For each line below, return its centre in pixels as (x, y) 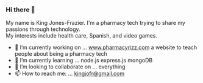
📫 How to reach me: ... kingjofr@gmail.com (69, 74)
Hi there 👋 (21, 10)
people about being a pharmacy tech (61, 54)
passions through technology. (43, 29)
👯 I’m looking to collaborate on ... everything (70, 67)
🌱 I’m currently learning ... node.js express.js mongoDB (84, 61)
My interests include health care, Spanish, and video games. (82, 36)
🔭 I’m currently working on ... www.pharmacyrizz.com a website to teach (106, 47)
